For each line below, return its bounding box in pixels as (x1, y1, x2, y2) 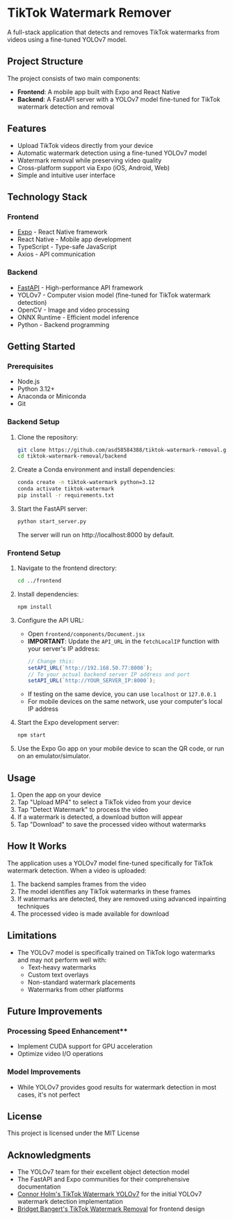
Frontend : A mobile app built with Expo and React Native (17, 87, 181, 96)
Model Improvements (7, 1067, 81, 1077)
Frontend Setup (7, 548, 61, 557)
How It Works (7, 841, 67, 852)
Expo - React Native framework (17, 228, 108, 236)
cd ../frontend (17, 578, 62, 585)
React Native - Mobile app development (17, 235, 132, 243)
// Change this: (27, 658, 75, 665)
